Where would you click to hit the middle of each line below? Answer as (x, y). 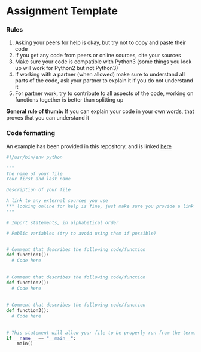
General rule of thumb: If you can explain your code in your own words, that (100, 111)
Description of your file (38, 190)
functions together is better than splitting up (69, 100)
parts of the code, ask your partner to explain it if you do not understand (104, 81)
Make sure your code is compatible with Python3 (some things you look (103, 62)
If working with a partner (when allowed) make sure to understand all (100, 74)
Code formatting (31, 133)
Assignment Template (62, 11)
